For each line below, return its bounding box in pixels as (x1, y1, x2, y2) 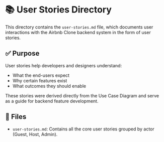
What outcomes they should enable (12, 83, 87, 89)
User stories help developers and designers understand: (5, 62, 122, 68)
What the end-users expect (12, 72, 69, 78)
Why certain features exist (12, 77, 67, 83)
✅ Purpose (5, 49, 40, 58)
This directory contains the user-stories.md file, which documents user (5, 24, 153, 30)
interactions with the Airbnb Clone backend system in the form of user (5, 29, 151, 35)
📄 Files (5, 112, 27, 121)
